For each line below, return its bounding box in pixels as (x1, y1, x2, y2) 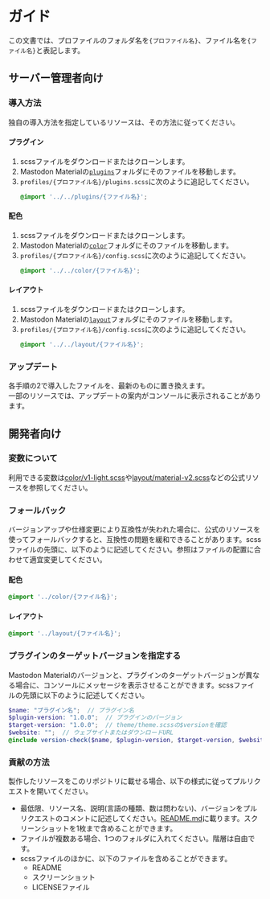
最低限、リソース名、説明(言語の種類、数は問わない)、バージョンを (19, 803, 243, 813)
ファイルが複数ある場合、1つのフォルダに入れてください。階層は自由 (19, 834, 248, 844)
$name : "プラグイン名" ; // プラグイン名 (8, 706, 135, 714)
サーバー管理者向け (8, 72, 104, 85)
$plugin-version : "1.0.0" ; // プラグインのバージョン (8, 713, 182, 722)
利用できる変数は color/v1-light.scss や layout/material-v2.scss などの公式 (8, 472, 245, 482)
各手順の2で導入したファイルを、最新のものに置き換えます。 (8, 381, 210, 391)
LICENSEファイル (31, 882, 90, 893)
